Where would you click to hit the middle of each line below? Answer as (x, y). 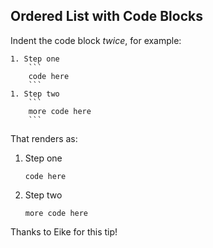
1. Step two (35, 94)
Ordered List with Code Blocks (106, 16)
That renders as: (44, 138)
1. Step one (35, 59)
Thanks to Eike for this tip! (64, 231)
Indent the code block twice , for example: (96, 40)
